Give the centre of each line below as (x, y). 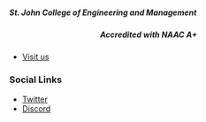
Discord (36, 108)
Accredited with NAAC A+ (149, 34)
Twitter (35, 99)
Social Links (36, 80)
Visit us (35, 57)
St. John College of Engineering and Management (103, 12)
